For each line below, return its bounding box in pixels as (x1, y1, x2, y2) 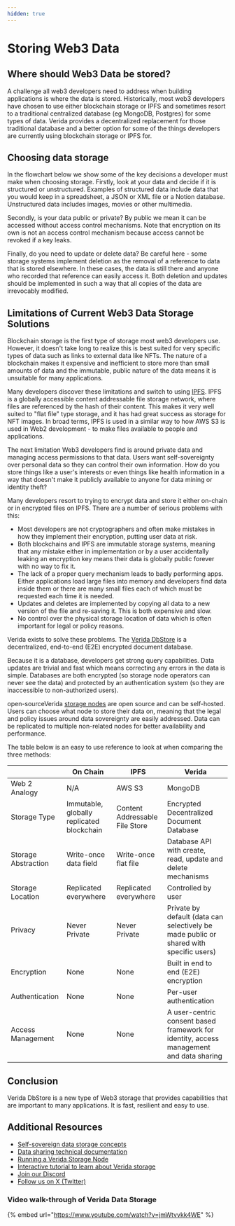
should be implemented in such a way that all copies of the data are (7, 280, 202, 288)
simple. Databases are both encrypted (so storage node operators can (7, 671, 211, 680)
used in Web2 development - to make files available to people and (7, 425, 198, 433)
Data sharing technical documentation (17, 1147, 128, 1156)
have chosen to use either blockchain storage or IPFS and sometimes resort (7, 102, 226, 110)
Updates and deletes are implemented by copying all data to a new (17, 600, 211, 608)
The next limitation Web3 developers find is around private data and (7, 446, 203, 454)
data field (66, 859, 98, 869)
